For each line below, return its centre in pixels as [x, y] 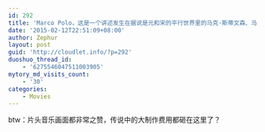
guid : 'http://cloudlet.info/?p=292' [70, 52]
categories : [28, 89]
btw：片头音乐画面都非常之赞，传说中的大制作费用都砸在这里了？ [114, 120]
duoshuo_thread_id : [40, 60]
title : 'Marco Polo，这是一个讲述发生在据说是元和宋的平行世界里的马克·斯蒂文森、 [130, 23]
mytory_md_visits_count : [49, 74]
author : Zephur [33, 38]
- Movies [37, 96]
